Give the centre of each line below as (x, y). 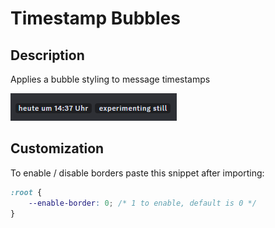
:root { (26, 192)
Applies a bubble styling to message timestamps (110, 79)
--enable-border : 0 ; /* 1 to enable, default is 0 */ (142, 203)
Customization (57, 148)
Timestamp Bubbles (95, 18)
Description (47, 55)
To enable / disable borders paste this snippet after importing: (137, 173)
